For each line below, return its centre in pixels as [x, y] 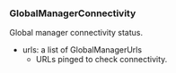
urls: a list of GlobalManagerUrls [82, 50]
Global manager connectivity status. [76, 33]
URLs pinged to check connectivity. [101, 60]
